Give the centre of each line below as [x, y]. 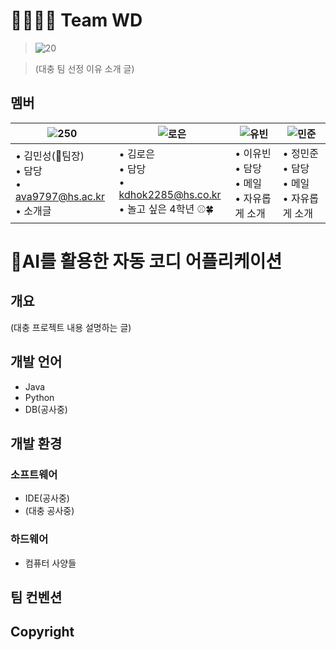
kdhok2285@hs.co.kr [170, 195]
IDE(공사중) [47, 498]
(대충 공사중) [49, 511]
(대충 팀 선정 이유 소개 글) [84, 68]
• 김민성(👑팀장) [50, 156]
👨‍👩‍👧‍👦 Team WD [76, 20]
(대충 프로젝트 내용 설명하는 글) [71, 327]
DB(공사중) [46, 409]
